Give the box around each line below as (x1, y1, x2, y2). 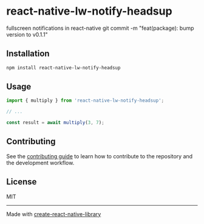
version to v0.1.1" (6, 30, 49, 38)
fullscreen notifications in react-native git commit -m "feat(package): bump (6, 24, 194, 32)
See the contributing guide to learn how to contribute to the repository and (6, 152, 193, 159)
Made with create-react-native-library (6, 210, 101, 217)
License (6, 177, 37, 187)
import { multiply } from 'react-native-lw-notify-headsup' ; (6, 97, 165, 104)
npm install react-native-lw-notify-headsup (6, 65, 121, 71)
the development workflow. (6, 159, 75, 166)
